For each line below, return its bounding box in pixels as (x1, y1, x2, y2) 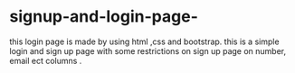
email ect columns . (9, 55, 82, 66)
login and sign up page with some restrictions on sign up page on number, (9, 45, 287, 56)
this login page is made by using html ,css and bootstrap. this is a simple (9, 36, 280, 47)
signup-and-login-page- (9, 6, 199, 27)
